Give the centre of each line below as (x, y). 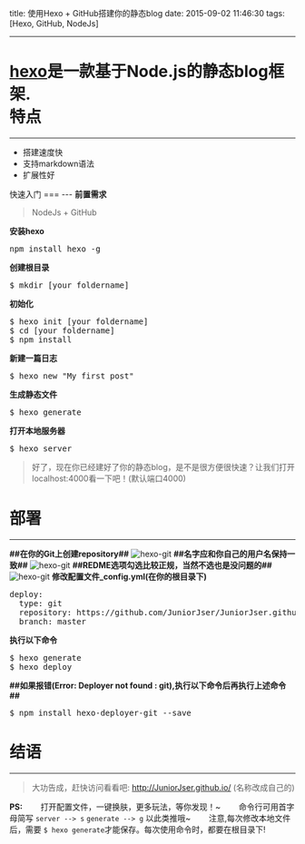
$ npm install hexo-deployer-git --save (101, 712)
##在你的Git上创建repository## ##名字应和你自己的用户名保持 (148, 554)
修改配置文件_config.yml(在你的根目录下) (129, 576)
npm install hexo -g (55, 249)
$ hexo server (41, 448)
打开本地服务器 (37, 430)
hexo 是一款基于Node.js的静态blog (139, 72)
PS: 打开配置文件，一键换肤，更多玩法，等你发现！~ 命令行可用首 (148, 807)
